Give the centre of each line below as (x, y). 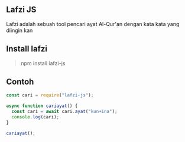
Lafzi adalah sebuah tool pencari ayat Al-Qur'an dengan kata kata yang (93, 24)
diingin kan (20, 30)
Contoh (20, 82)
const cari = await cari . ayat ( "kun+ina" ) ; (64, 112)
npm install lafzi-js (43, 63)
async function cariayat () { (42, 106)
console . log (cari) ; (35, 117)
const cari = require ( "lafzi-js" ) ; (50, 95)
